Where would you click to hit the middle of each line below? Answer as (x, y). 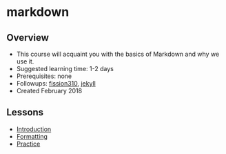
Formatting (32, 136)
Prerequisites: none (44, 76)
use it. (25, 61)
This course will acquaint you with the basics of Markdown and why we (118, 54)
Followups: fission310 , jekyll (56, 83)
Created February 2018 (49, 91)
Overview (28, 38)
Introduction (34, 129)
